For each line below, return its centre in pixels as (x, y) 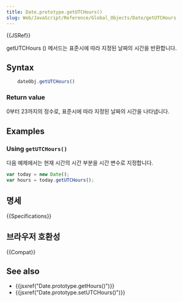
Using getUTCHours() (37, 149)
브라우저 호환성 (33, 237)
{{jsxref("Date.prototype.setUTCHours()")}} (70, 293)
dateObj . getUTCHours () (46, 82)
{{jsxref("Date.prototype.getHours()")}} (65, 286)
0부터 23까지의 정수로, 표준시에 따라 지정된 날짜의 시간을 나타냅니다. (88, 112)
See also (23, 271)
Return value (26, 98)
